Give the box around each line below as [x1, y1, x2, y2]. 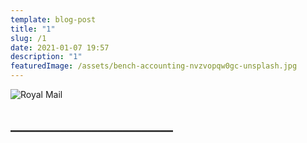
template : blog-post [10, 14, 97, 25]
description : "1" [10, 52, 83, 62]
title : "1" [10, 24, 56, 34]
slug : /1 [10, 33, 47, 43]
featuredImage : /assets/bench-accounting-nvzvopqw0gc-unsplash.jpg [10, 61, 298, 71]
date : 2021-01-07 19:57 [10, 42, 110, 53]
